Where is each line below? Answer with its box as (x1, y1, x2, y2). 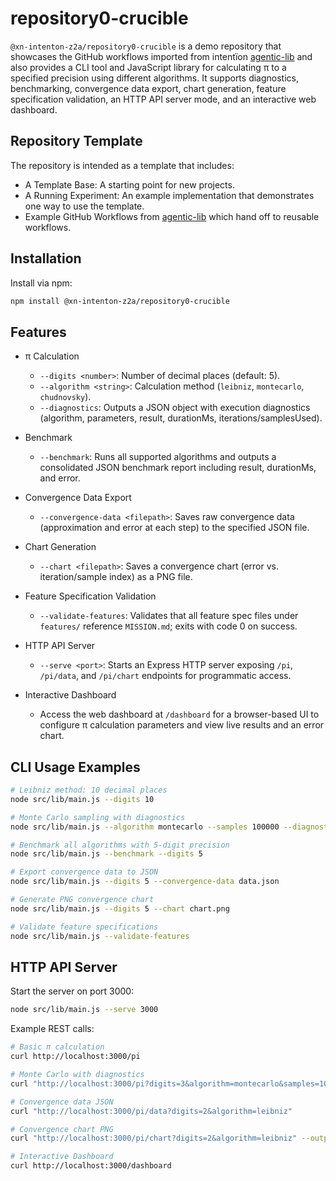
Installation (10, 250, 82, 267)
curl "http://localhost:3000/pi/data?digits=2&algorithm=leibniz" (10, 1106, 293, 1116)
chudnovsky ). (39, 391, 92, 403)
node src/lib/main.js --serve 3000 (10, 1005, 159, 1015)
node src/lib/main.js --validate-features (10, 931, 190, 941)
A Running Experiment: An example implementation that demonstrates (24, 189, 315, 201)
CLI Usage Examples (10, 758, 141, 776)
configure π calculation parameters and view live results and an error (39, 719, 325, 731)
